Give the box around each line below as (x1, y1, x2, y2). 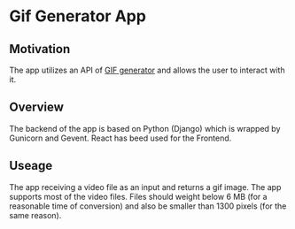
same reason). (9, 210, 62, 220)
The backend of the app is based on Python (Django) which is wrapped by (9, 123, 281, 134)
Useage (9, 158, 53, 173)
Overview (9, 100, 65, 115)
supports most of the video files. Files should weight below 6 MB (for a (9, 191, 268, 202)
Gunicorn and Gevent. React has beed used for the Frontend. (9, 133, 232, 143)
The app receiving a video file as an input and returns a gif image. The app (9, 181, 282, 192)
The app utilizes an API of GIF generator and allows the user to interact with (9, 65, 285, 75)
